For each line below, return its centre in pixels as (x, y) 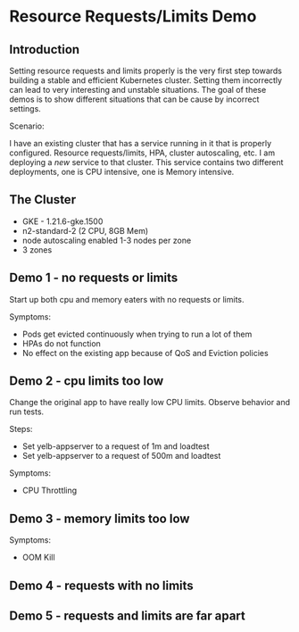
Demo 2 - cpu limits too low (87, 381)
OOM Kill (38, 557)
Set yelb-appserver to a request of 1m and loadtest (116, 446)
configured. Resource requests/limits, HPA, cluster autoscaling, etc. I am (142, 153)
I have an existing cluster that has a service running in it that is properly (141, 143)
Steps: (21, 429)
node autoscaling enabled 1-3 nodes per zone (107, 240)
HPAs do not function (61, 343)
